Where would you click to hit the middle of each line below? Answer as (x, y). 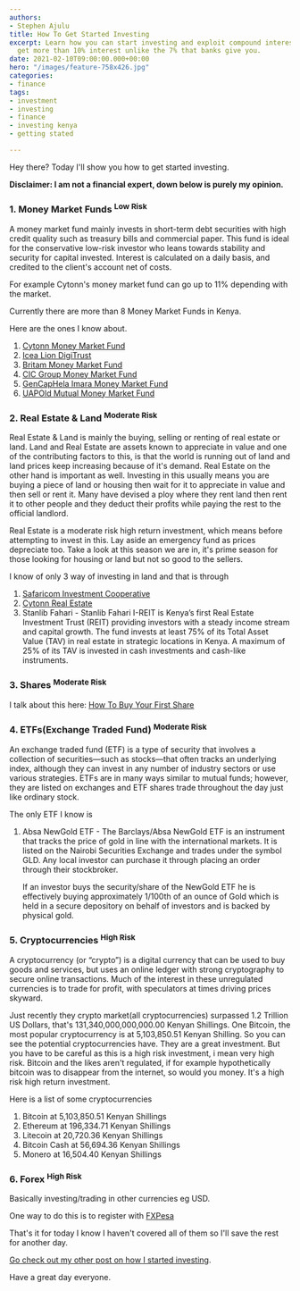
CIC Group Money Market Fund (79, 374)
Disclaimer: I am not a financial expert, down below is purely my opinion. (146, 184)
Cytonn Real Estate (57, 603)
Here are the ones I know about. (68, 328)
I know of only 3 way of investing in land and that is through (119, 576)
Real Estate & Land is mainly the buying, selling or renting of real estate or (145, 438)
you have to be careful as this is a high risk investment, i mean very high (142, 1053)
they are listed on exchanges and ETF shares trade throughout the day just (146, 787)
